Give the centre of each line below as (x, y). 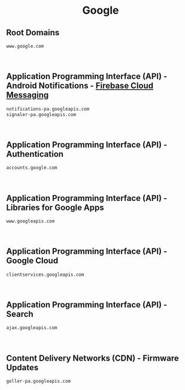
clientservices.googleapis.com (45, 275)
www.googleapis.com (31, 221)
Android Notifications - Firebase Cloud (80, 86)
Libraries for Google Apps (55, 207)
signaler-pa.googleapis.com (41, 114)
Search (20, 314)
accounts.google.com (32, 168)
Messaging (28, 95)
